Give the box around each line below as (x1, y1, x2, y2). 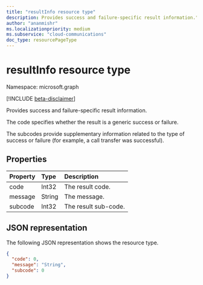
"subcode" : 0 (11, 267, 45, 273)
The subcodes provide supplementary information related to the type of (6, 130, 185, 137)
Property (9, 172, 36, 181)
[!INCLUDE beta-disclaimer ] (6, 95, 76, 102)
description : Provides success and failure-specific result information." (6, 15, 199, 21)
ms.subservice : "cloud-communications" (6, 32, 107, 38)
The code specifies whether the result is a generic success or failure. (6, 118, 179, 126)
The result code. (64, 183, 111, 191)
